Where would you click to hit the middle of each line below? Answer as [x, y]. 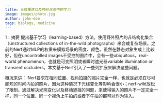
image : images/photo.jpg [30, 14]
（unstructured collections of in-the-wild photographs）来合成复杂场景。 [78, 44]
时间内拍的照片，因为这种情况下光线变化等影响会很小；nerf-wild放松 [86, 84]
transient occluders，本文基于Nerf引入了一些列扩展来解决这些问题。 [73, 68]
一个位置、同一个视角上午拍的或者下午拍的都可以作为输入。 [77, 96]
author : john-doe [23, 18]
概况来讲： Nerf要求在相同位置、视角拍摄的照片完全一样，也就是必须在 [76, 78]
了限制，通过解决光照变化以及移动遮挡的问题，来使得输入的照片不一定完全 [79, 90]
